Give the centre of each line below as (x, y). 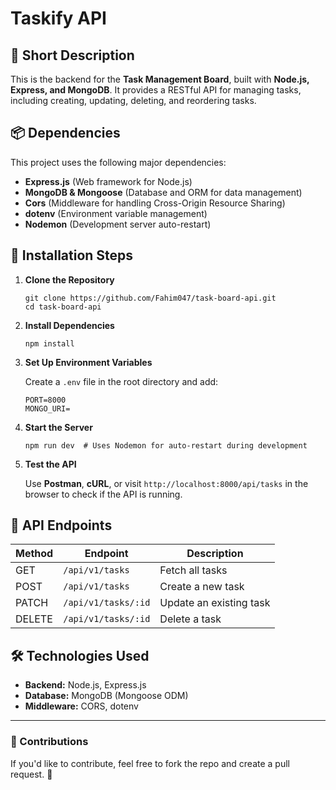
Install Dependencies (69, 325)
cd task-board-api (63, 307)
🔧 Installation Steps (72, 255)
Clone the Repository (69, 279)
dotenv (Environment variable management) (116, 213)
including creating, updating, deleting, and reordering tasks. (133, 100)
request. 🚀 (31, 774)
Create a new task (202, 587)
